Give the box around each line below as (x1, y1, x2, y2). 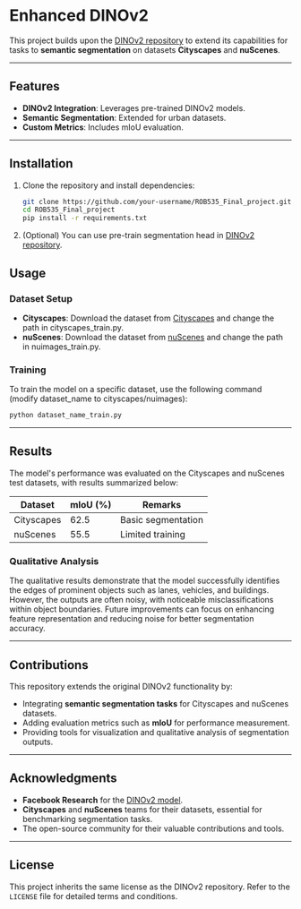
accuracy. (9, 623, 47, 634)
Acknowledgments (9, 771, 118, 786)
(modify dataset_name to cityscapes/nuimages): (9, 393, 188, 404)
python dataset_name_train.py (9, 411, 123, 420)
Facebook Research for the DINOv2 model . (21, 794, 184, 805)
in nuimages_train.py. (21, 341, 101, 352)
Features (9, 79, 60, 94)
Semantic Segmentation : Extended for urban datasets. (21, 112, 227, 123)
